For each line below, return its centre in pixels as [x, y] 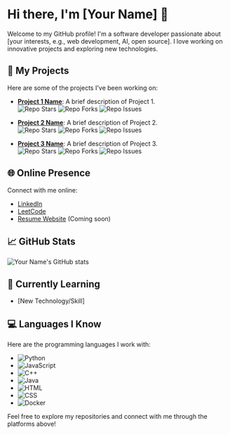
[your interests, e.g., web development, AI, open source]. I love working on [115, 41]
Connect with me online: [42, 190]
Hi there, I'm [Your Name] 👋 [88, 14]
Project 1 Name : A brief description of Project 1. [86, 101]
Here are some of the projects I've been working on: [83, 88]
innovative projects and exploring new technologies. [83, 48]
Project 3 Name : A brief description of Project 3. [87, 143]
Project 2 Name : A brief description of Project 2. [87, 122]
